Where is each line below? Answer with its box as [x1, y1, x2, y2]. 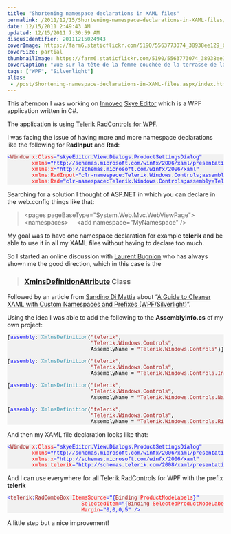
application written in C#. [7, 107, 78, 115]
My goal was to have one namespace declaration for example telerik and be [7, 232, 223, 240]
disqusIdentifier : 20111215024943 [7, 36, 107, 43]
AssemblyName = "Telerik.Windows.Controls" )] [90, 346, 225, 353]
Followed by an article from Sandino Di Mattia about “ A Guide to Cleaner [7, 292, 211, 300]
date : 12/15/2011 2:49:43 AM [7, 23, 91, 30]
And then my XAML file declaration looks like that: [7, 430, 148, 438]
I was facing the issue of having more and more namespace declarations [7, 134, 213, 142]
